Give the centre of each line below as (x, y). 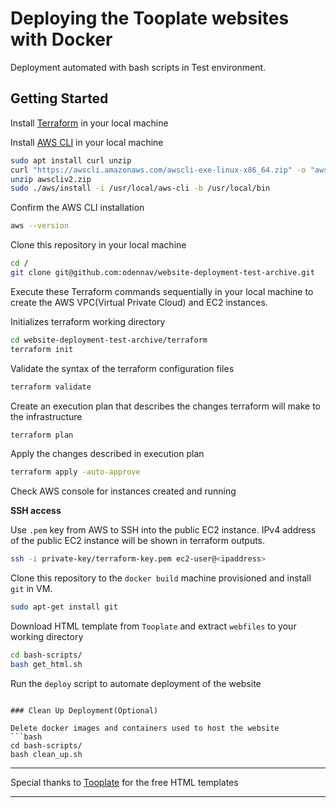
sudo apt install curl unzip (71, 160)
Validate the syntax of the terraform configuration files (122, 368)
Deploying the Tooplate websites (150, 18)
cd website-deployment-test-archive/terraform (109, 340)
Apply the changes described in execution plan (107, 454)
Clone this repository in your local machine (98, 245)
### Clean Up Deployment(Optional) (84, 710)
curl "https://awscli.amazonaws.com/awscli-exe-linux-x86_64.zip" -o (158, 170)
